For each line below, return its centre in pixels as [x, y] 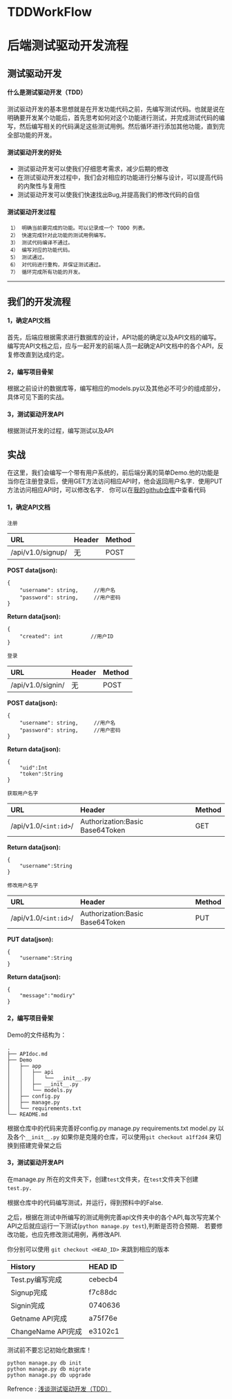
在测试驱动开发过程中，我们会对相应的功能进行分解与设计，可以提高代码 [120, 178]
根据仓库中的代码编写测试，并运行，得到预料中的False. [85, 1202]
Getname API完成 [39, 1318]
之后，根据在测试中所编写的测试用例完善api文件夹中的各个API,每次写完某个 [114, 1217]
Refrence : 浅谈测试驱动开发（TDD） [59, 1389]
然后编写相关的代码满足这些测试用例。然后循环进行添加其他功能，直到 [119, 126]
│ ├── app [24, 1066]
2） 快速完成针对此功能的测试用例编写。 [59, 236]
